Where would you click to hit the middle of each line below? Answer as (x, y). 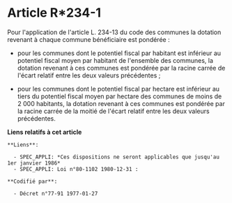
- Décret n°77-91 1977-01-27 (56, 193)
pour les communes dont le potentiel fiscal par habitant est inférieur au (119, 53)
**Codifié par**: (32, 181)
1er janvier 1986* (34, 163)
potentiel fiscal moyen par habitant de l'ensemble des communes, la (115, 60)
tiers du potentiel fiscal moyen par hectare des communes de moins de (119, 96)
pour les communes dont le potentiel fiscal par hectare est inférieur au (118, 89)
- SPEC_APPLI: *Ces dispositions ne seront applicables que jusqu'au (116, 157)
